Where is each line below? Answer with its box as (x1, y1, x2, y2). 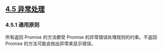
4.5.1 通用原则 (5, 21, 40, 29)
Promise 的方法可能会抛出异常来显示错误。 (5, 40, 96, 46)
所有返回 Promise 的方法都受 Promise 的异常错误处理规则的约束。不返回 (5, 34, 157, 40)
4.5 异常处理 (5, 5, 45, 14)
